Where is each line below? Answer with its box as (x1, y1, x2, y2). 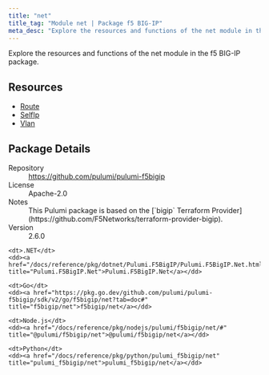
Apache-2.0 (28, 189, 68, 198)
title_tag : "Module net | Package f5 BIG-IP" (8, 19, 163, 27)
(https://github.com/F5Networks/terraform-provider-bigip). (28, 214, 223, 224)
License (8, 180, 34, 189)
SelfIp (19, 110, 40, 120)
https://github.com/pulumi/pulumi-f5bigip (28, 171, 166, 181)
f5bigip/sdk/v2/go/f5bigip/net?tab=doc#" (8, 296, 149, 304)
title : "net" (8, 11, 52, 20)
